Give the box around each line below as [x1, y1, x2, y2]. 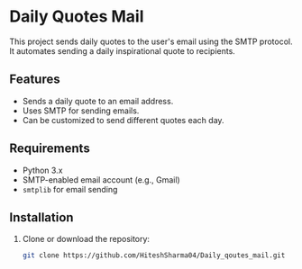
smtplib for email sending [22, 184, 118, 194]
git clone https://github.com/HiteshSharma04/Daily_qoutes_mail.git [22, 251, 286, 260]
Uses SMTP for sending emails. [22, 105, 140, 116]
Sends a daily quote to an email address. [22, 95, 174, 106]
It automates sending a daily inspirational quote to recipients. [9, 45, 236, 56]
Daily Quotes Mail [9, 6, 144, 27]
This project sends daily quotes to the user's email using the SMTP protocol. [9, 36, 293, 47]
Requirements [9, 141, 90, 157]
